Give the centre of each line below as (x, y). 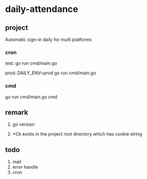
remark (17, 112)
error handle (25, 167)
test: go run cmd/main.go (31, 63)
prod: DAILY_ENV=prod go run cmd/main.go (51, 73)
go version (23, 124)
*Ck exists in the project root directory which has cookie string (77, 134)
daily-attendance (42, 9)
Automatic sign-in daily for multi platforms (48, 39)
